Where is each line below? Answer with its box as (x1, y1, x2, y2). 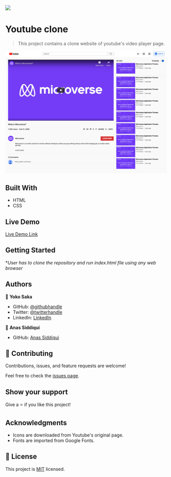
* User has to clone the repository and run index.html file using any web (5, 259, 156, 265)
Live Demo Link (5, 231, 38, 237)
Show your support (5, 388, 68, 396)
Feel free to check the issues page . (5, 373, 79, 379)
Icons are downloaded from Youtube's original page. (12, 432, 124, 438)
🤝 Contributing (5, 349, 53, 358)
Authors (5, 280, 32, 289)
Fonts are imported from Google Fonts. (12, 437, 95, 444)
